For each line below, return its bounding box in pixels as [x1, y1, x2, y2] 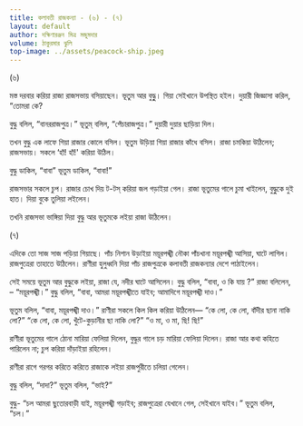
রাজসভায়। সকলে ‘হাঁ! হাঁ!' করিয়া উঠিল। [9, 147, 116, 158]
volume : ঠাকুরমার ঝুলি [9, 38, 73, 48]
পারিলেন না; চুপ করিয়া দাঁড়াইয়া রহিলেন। [9, 343, 113, 354]
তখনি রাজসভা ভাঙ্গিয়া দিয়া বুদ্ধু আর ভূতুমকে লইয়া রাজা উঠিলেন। [9, 212, 173, 223]
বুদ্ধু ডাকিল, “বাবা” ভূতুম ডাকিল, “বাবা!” [9, 165, 112, 176]
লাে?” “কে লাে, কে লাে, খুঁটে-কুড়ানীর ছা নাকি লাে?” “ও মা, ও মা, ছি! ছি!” [9, 315, 204, 326]
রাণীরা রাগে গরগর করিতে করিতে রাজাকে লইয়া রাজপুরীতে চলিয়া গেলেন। [9, 362, 191, 372]
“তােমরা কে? [9, 101, 44, 112]
